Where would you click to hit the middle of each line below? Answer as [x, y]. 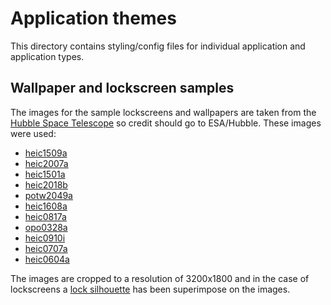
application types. [47, 56]
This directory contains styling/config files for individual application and [158, 46]
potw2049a [48, 195]
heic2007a [46, 163]
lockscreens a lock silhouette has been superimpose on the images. [150, 289]
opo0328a [46, 227]
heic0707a [46, 248]
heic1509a [46, 153]
